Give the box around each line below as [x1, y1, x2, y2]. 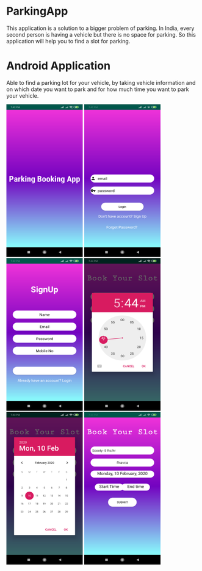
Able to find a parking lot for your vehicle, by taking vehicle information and [6, 79, 196, 86]
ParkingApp [6, 4, 68, 18]
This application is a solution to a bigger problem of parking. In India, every [6, 24, 195, 32]
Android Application [6, 59, 111, 73]
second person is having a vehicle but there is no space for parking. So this [6, 31, 197, 38]
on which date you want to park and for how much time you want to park [6, 85, 189, 93]
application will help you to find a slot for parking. [6, 37, 131, 45]
